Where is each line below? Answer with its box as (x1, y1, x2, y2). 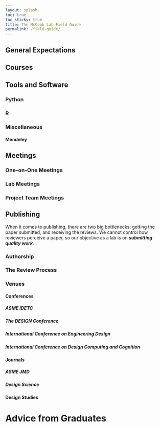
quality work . (5, 240, 34, 246)
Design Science (5, 381, 39, 388)
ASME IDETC (5, 305, 33, 311)
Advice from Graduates (5, 412, 106, 424)
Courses (5, 63, 33, 72)
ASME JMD (5, 368, 30, 375)
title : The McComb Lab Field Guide (5, 22, 81, 27)
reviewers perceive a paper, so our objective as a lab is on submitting (5, 234, 152, 240)
